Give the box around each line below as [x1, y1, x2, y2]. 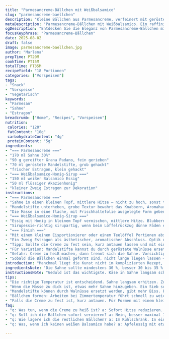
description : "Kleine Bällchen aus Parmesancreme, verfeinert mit [5, 17, 147, 22]
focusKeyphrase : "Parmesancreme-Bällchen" [5, 31, 96, 36]
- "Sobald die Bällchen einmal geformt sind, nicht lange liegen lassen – [5, 256, 165, 261]
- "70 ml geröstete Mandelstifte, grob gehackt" [5, 162, 109, 167]
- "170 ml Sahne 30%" [5, 153, 51, 158]
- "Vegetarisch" [5, 92, 39, 97]
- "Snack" [5, 82, 26, 87]
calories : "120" [7, 125, 42, 130]
